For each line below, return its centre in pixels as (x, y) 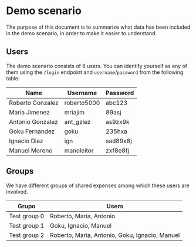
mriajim (75, 112)
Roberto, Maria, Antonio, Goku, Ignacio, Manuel (115, 235)
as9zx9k (118, 121)
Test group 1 (27, 225)
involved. (17, 191)
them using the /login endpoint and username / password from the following (95, 72)
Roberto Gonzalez (34, 103)
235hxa (116, 131)
